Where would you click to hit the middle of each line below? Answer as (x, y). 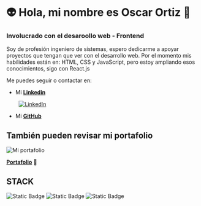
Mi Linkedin (30, 93)
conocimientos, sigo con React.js (48, 69)
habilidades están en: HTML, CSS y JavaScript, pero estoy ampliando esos (101, 62)
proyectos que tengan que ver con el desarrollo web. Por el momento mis (99, 56)
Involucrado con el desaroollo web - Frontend (75, 36)
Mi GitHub (28, 116)
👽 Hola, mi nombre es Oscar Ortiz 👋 (99, 13)
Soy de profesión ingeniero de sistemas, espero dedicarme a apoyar (93, 49)
